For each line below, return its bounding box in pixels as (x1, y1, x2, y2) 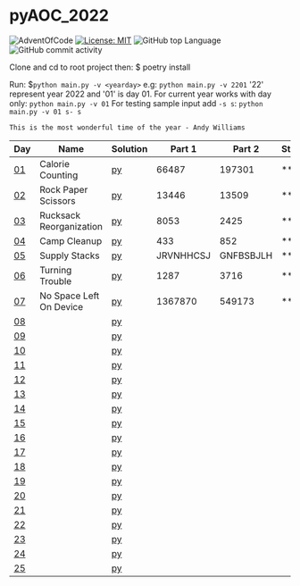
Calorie (39, 157, 70, 170)
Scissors (39, 194, 76, 206)
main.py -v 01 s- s (9, 107, 82, 116)
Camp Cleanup (39, 234, 103, 247)
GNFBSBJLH (219, 249, 273, 262)
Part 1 (170, 142, 197, 155)
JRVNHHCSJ (155, 249, 212, 262)
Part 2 (232, 142, 260, 155)
